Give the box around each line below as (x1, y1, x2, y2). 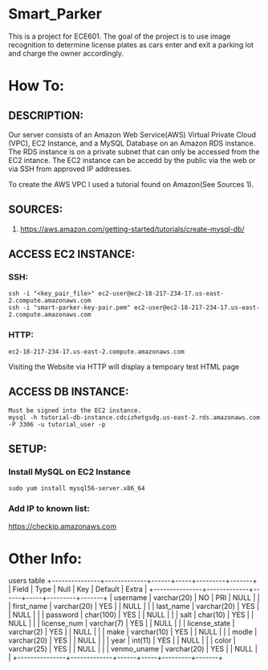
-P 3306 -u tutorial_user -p (8, 420, 106, 428)
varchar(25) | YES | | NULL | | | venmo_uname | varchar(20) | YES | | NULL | (8, 644, 258, 654)
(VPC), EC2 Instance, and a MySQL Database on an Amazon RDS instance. (8, 138, 256, 148)
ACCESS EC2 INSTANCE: (8, 247, 136, 261)
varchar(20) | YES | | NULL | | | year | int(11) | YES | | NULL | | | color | (8, 635, 237, 645)
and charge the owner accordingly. (8, 48, 124, 58)
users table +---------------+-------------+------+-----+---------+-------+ (8, 576, 258, 586)
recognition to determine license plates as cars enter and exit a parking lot (8, 39, 254, 49)
